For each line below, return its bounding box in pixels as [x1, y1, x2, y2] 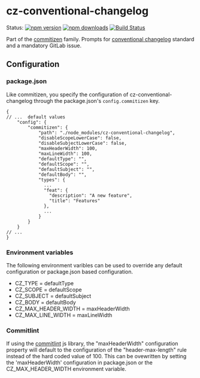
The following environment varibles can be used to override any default [6, 261, 183, 269]
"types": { [38, 176, 66, 183]
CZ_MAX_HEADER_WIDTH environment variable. [6, 365, 127, 373]
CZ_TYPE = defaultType [14, 279, 74, 286]
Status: [6, 24, 24, 31]
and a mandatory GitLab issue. [6, 42, 82, 49]
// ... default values [6, 114, 66, 120]
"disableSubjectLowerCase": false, [38, 140, 128, 146]
